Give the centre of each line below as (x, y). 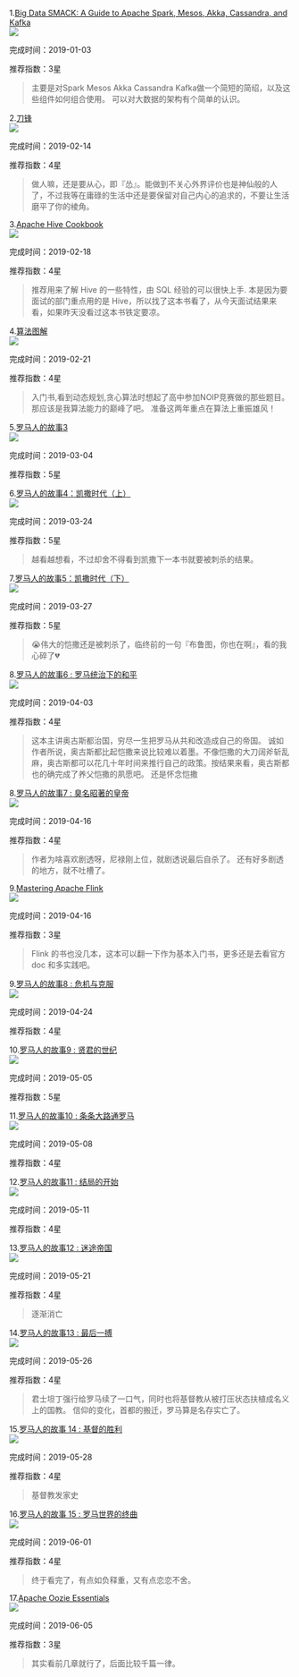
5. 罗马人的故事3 (39, 427)
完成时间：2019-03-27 (51, 606)
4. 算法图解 (29, 331)
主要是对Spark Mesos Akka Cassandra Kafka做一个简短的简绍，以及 (157, 88)
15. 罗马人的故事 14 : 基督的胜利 (66, 1429)
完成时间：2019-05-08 (51, 1144)
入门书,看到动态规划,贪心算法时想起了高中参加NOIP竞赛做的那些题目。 (160, 397)
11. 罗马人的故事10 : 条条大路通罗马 (72, 1116)
